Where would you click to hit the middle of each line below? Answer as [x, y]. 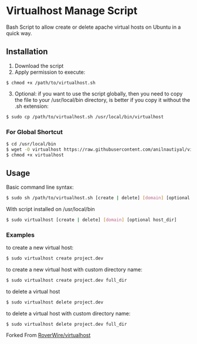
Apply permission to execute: [50, 72]
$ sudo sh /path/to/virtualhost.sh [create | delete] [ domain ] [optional [98, 198]
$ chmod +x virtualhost [35, 155]
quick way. [19, 33]
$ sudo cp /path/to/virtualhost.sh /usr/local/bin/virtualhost [85, 117]
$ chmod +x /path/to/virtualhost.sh [51, 83]
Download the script [39, 66]
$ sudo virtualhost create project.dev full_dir [67, 280]
